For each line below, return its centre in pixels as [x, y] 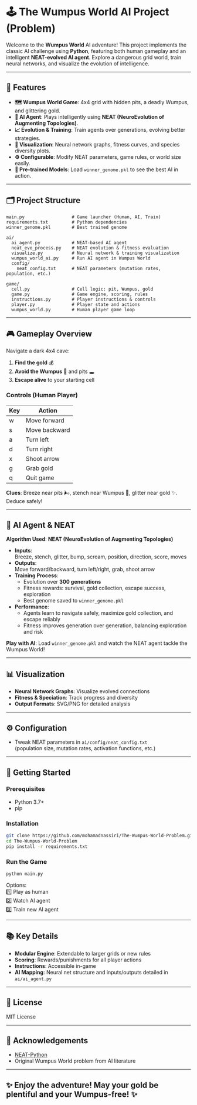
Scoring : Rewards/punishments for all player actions [78, 960]
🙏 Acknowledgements [47, 1041]
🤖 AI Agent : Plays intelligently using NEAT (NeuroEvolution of [89, 117]
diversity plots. [33, 151]
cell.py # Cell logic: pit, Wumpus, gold [82, 289]
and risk [33, 632]
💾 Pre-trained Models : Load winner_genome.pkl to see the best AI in [96, 169]
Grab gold [39, 468]
